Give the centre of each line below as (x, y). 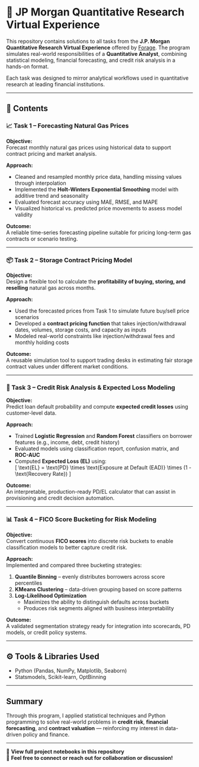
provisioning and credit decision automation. (60, 498)
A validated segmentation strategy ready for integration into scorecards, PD (98, 626)
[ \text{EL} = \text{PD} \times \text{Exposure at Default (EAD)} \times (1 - (103, 468)
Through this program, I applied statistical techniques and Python (86, 716)
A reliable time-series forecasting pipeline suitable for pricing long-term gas (99, 232)
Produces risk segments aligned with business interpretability (99, 608)
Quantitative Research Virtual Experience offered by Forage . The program (98, 48)
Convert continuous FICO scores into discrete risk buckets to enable (90, 541)
